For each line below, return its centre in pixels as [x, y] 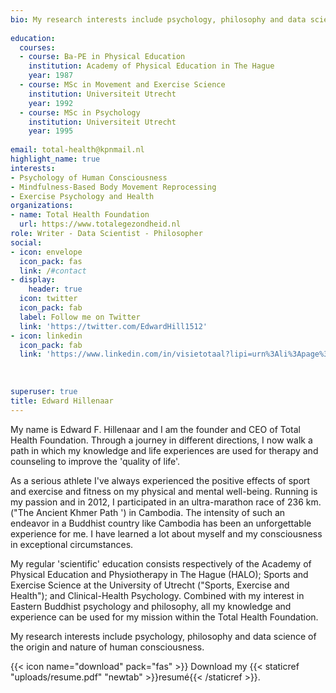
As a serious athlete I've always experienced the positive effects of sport [160, 480]
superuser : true [44, 391]
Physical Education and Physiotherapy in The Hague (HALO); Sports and [159, 574]
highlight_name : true [55, 159]
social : [26, 242]
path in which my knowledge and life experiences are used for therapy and [164, 450]
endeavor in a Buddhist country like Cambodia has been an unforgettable [161, 523]
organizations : [42, 206]
